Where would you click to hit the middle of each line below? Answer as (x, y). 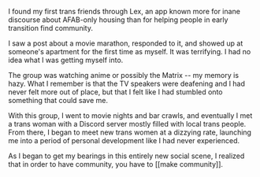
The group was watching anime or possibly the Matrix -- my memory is (123, 75)
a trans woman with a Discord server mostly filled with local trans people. (127, 124)
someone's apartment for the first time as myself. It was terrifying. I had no (130, 52)
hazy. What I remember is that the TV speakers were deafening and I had (127, 83)
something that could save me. (58, 100)
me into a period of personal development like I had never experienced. (124, 140)
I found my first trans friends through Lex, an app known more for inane (124, 11)
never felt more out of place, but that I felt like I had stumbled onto (115, 92)
